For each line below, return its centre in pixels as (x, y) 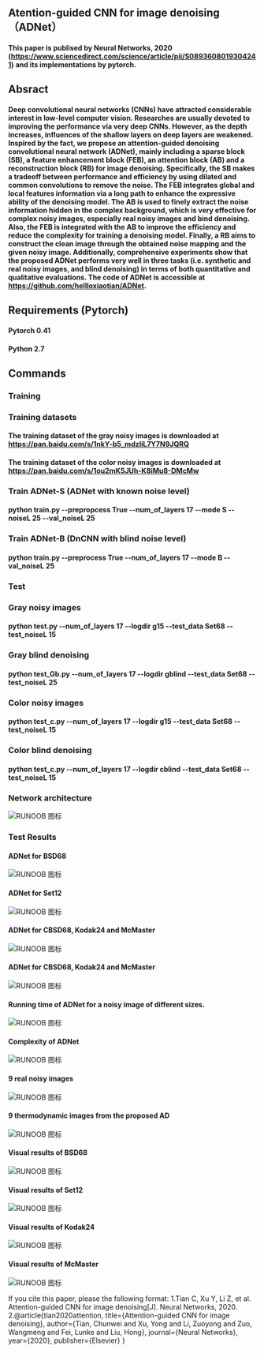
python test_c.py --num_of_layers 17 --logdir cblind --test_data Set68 (125, 769)
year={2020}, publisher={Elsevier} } (67, 1340)
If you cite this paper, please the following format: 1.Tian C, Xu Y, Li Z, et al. (130, 1299)
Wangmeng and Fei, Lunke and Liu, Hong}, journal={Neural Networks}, (123, 1332)
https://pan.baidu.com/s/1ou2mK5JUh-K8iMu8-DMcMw (104, 470)
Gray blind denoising (49, 655)
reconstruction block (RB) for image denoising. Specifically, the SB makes (132, 168)
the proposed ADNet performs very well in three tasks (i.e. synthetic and (130, 260)
